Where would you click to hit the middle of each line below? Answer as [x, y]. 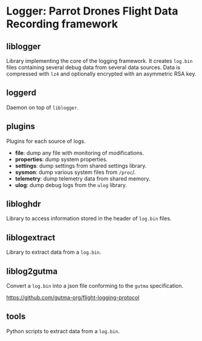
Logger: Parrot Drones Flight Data [92, 11]
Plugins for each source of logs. [46, 141]
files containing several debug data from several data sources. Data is [93, 67]
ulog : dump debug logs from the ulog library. [71, 185]
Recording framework [62, 24]
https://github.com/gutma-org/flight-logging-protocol [73, 297]
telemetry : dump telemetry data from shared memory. [83, 178]
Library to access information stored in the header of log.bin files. [89, 219]
